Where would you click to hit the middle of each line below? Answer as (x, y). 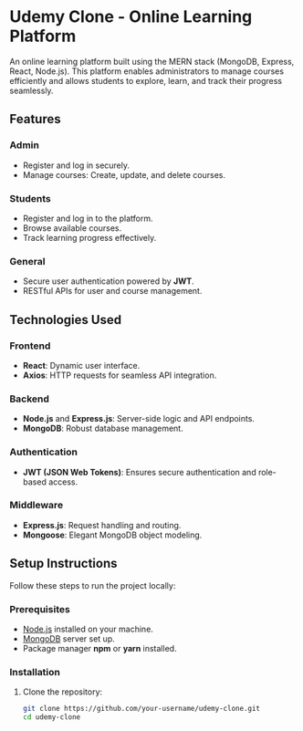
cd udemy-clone (52, 717)
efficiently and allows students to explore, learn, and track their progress (146, 80)
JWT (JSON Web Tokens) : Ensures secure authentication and (140, 472)
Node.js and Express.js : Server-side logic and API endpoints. (139, 419)
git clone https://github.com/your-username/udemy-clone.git (141, 709)
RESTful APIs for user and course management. (112, 291)
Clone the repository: (63, 692)
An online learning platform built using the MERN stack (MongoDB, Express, (152, 61)
